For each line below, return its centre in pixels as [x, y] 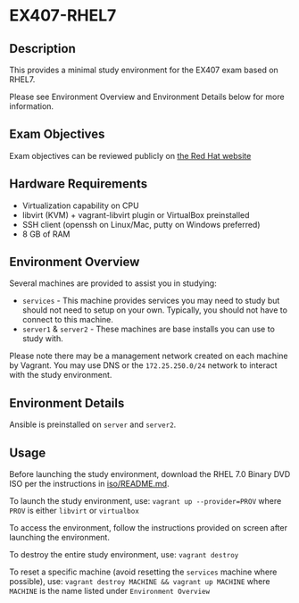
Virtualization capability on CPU [81, 205]
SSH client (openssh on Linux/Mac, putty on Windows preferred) [141, 224]
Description [42, 49]
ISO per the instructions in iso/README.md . [89, 484]
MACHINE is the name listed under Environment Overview [110, 591]
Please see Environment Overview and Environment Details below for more [147, 96]
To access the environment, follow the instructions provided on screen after [149, 528]
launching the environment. [59, 538]
